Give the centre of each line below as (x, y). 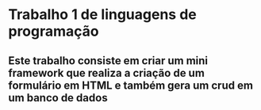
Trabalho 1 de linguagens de (102, 15)
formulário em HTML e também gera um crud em (131, 85)
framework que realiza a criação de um (106, 73)
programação (54, 31)
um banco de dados (58, 98)
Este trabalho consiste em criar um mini (108, 61)
